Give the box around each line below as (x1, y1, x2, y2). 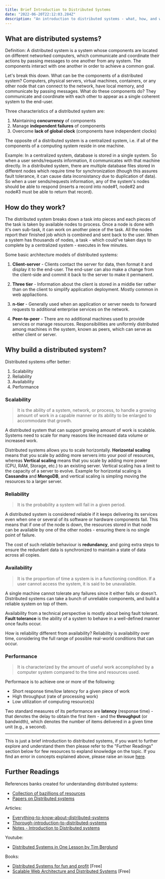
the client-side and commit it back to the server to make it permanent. (12, 272, 154, 277)
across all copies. (5, 552, 41, 558)
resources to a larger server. (5, 479, 62, 484)
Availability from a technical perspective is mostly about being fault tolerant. (5, 610, 159, 616)
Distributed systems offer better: (5, 359, 71, 365)
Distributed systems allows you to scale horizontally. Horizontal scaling (5, 447, 151, 453)
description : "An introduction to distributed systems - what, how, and (5, 16, 157, 21)
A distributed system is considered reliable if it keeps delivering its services (5, 511, 158, 517)
